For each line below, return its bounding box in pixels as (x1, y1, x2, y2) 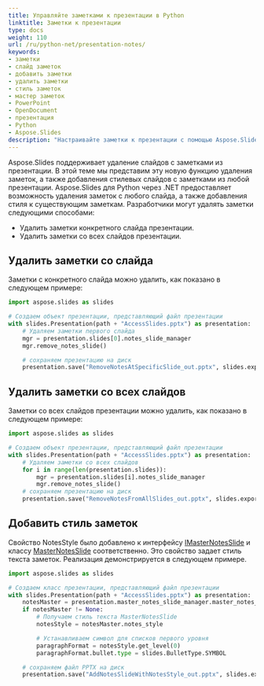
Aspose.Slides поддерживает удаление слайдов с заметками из (8, 157, 223, 167)
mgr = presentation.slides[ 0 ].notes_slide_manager (22, 334, 192, 342)
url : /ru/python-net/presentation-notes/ (8, 41, 146, 49)
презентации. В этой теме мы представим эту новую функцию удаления (8, 166, 253, 175)
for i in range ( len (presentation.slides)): (22, 466, 167, 474)
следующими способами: (8, 208, 95, 217)
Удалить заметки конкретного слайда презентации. (19, 223, 195, 232)
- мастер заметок (8, 92, 65, 100)
